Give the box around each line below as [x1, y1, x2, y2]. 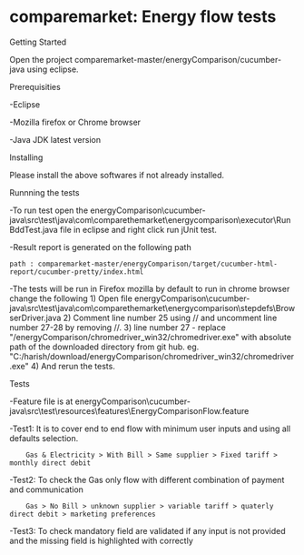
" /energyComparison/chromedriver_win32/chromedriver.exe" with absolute [9, 331, 292, 342]
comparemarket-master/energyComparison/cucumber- [74, 54, 282, 65]
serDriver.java [9, 312, 62, 323]
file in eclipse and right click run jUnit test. [60, 224, 218, 235]
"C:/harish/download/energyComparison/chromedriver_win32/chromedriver [9, 350, 295, 361]
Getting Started [9, 36, 67, 47]
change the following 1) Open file [9, 293, 133, 304]
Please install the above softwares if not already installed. [9, 169, 225, 180]
